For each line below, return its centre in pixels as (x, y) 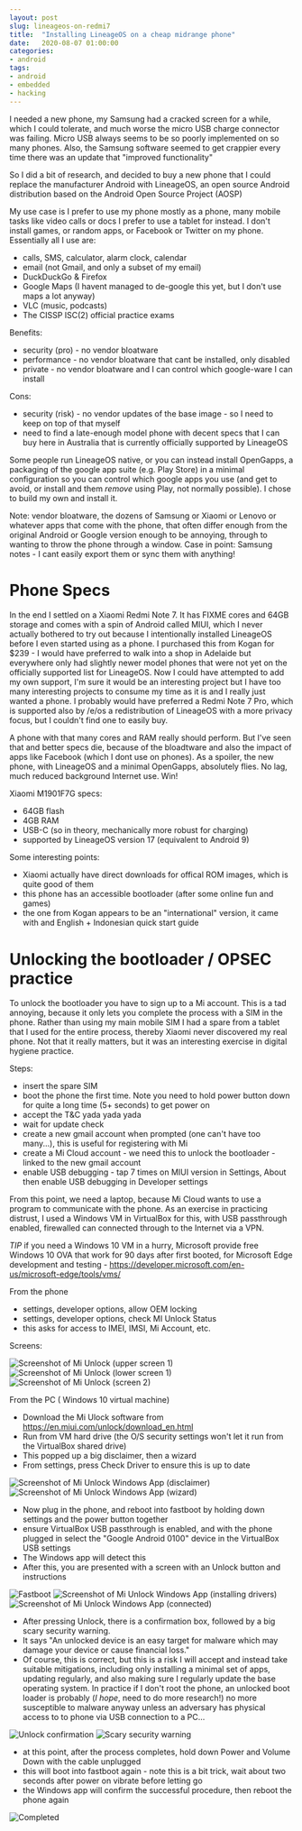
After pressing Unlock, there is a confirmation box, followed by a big (149, 1621)
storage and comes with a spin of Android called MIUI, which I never (136, 625)
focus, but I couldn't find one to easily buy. (89, 720)
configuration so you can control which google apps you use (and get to (143, 479)
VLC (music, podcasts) (65, 305)
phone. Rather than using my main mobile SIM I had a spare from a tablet (145, 1022)
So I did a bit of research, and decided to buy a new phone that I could (140, 174)
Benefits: (26, 332)
